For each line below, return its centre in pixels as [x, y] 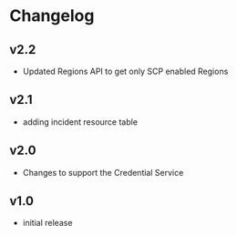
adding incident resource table [80, 122]
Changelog [52, 16]
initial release [47, 223]
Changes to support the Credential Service [103, 172]
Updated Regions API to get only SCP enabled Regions [125, 71]
